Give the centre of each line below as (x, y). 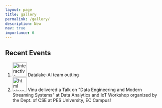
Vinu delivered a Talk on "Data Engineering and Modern (85, 90)
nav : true (15, 28)
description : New (23, 24)
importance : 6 (20, 33)
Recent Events (28, 53)
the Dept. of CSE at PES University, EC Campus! (62, 100)
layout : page (19, 10)
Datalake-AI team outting (53, 75)
